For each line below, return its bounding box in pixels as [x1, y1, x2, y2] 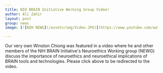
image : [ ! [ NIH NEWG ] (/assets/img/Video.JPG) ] [5, 25, 98, 30]
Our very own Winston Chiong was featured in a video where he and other [5, 43, 154, 49]
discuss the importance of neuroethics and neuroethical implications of [5, 53, 147, 59]
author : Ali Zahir [5, 12, 42, 17]
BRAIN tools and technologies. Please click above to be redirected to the [5, 58, 150, 64]
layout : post [5, 16, 32, 21]
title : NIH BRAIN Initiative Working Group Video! [5, 7, 110, 12]
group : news [5, 20, 29, 26]
